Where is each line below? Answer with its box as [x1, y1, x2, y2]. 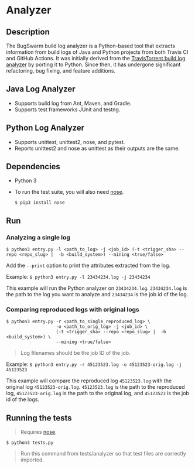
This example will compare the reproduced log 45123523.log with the [6, 377, 172, 384]
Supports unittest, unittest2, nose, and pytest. [14, 138, 125, 145]
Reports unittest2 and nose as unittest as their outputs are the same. [14, 145, 180, 152]
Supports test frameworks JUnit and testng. [14, 106, 121, 113]
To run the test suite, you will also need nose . [14, 189, 124, 196]
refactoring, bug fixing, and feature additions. [6, 67, 116, 74]
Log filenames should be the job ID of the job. [20, 350, 131, 357]
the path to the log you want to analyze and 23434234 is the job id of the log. [6, 291, 189, 298]
